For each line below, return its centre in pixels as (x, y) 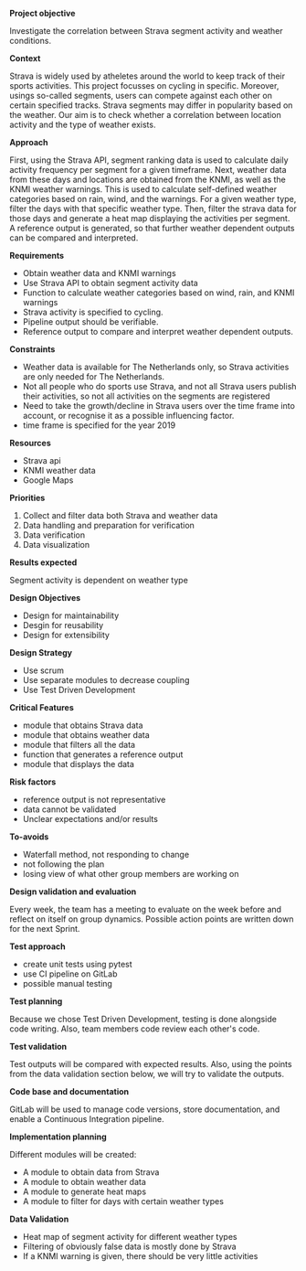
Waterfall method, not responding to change (106, 854)
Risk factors (33, 782)
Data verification (53, 535)
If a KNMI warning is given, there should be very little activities (140, 1256)
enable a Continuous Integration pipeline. (87, 1119)
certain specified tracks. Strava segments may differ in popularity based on (151, 105)
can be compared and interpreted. (74, 238)
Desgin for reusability (63, 625)
